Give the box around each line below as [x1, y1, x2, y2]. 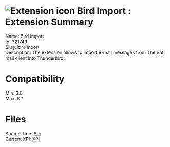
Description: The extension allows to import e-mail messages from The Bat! [5, 49, 165, 56]
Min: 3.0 [5, 90, 23, 96]
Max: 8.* [5, 95, 24, 101]
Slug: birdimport [5, 44, 40, 50]
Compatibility [5, 73, 65, 85]
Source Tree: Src [5, 130, 41, 136]
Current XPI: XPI [5, 136, 40, 142]
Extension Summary [5, 16, 94, 28]
